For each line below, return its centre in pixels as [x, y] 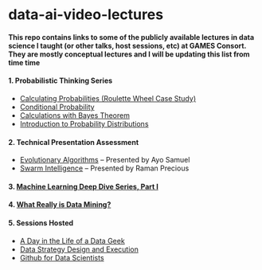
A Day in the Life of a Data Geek [72, 241]
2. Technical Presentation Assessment [74, 142]
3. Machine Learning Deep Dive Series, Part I [84, 186]
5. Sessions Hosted [41, 223]
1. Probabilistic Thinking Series [61, 80]
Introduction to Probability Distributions [84, 123]
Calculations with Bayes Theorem [74, 115]
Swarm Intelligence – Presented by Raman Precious [104, 168]
